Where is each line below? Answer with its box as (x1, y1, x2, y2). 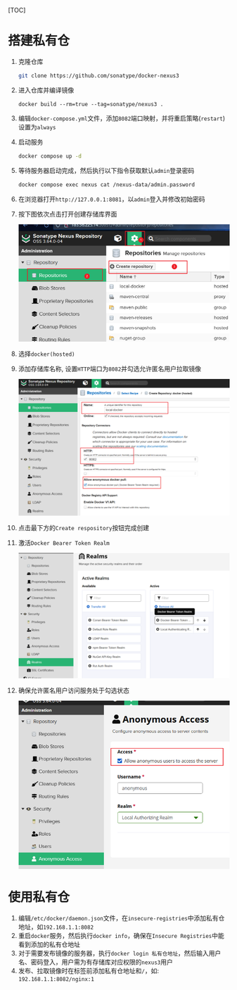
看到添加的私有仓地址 (18, 940, 80, 949)
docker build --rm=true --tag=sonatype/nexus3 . (18, 101, 164, 108)
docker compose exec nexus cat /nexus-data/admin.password (18, 181, 196, 188)
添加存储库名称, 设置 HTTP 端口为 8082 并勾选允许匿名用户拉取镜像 (18, 365, 202, 373)
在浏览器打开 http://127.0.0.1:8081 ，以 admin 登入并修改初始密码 (18, 195, 205, 203)
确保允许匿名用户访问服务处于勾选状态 (18, 686, 129, 695)
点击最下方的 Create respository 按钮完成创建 (18, 524, 150, 532)
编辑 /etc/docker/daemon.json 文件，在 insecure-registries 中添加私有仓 (18, 913, 225, 922)
